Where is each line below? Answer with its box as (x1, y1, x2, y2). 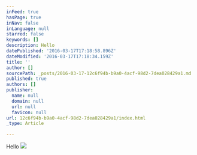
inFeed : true (6, 8, 39, 15)
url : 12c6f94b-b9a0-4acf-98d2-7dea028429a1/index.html (6, 115, 146, 121)
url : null (11, 103, 36, 110)
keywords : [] (6, 37, 39, 43)
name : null (11, 93, 39, 99)
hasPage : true (6, 14, 42, 20)
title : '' (6, 59, 31, 65)
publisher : (6, 87, 34, 93)
